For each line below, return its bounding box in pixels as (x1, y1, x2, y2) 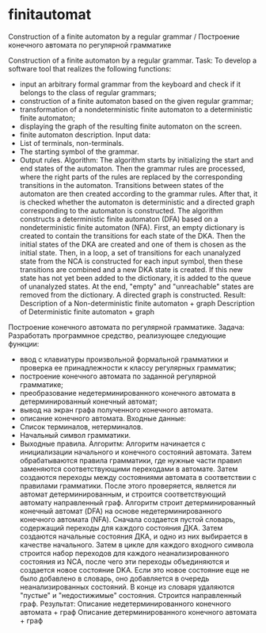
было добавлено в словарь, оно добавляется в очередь (19, 574, 210, 583)
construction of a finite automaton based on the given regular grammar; (19, 96, 254, 105)
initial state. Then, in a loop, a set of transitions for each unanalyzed (19, 247, 241, 257)
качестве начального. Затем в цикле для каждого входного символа (19, 539, 254, 549)
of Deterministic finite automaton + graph (19, 307, 154, 316)
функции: (8, 339, 40, 348)
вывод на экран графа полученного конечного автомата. (19, 405, 214, 414)
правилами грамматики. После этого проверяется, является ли (19, 481, 237, 490)
